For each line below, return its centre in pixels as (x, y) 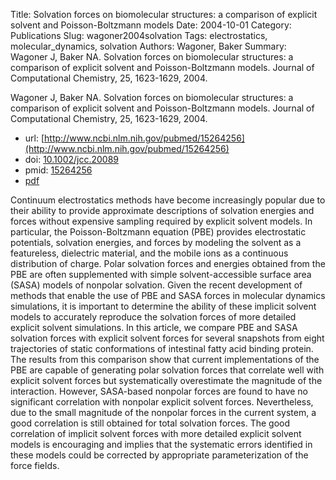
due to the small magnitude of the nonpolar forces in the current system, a (163, 412)
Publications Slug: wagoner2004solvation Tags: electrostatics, (139, 35)
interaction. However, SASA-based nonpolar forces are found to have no (159, 391)
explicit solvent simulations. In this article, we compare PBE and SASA (154, 327)
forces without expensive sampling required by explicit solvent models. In (161, 221)
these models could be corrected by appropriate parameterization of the (159, 455)
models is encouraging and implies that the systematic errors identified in (161, 444)
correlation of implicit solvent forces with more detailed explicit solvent (156, 433)
